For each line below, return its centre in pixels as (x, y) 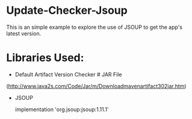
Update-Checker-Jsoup (67, 11)
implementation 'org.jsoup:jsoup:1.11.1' (62, 109)
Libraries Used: (45, 58)
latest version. (24, 33)
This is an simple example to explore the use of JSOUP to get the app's (94, 27)
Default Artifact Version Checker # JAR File (68, 74)
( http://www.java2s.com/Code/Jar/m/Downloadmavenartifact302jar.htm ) (96, 86)
